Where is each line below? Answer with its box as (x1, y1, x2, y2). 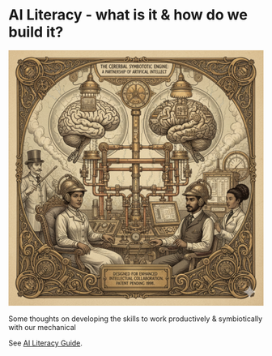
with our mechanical (8, 322, 77, 332)
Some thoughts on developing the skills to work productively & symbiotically (8, 314, 263, 324)
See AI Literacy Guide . (8, 338, 83, 348)
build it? (8, 23, 64, 41)
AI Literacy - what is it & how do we (8, 6, 249, 24)
